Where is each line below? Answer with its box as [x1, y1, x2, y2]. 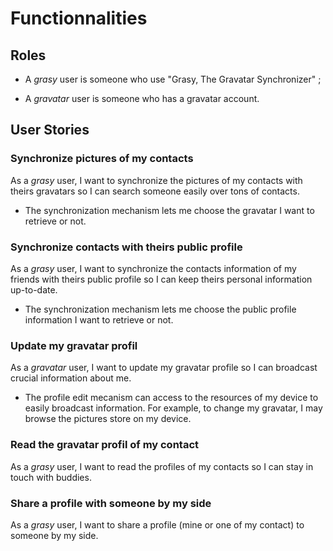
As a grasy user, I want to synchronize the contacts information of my [10, 262, 297, 274]
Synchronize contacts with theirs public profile [10, 240, 243, 254]
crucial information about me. [10, 372, 132, 384]
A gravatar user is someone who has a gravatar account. [24, 93, 260, 104]
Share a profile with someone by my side [10, 496, 212, 510]
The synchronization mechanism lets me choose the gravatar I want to [24, 204, 315, 216]
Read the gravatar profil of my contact [10, 438, 200, 452]
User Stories [10, 122, 90, 139]
